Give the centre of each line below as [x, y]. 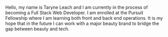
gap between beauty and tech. [37, 29]
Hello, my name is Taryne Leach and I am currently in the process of [77, 7]
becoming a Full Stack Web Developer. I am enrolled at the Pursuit [74, 13]
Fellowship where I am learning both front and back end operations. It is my [84, 18]
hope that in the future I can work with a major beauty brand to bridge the [82, 23]
